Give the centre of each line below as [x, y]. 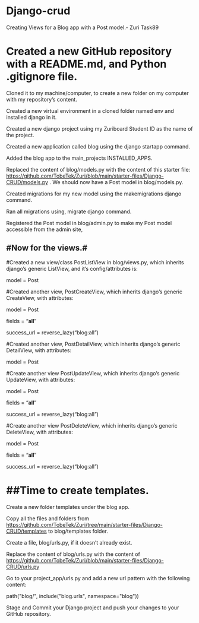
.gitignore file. [42, 77]
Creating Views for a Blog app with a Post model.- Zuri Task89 [83, 27]
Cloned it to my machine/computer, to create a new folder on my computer [97, 93]
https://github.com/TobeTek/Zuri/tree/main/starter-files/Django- [85, 524]
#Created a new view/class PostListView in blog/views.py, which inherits [95, 262]
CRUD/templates [26, 531]
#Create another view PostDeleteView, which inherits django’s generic [92, 425]
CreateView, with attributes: [40, 298]
